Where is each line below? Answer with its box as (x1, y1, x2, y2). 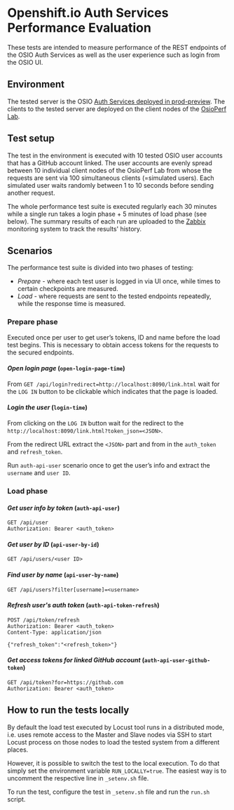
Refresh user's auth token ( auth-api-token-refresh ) (7, 601, 160, 610)
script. (7, 795, 26, 803)
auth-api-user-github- (144, 657, 211, 664)
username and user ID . (7, 469, 71, 477)
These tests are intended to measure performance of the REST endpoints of (7, 43, 226, 51)
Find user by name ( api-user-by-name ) (7, 571, 119, 579)
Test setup (7, 132, 55, 145)
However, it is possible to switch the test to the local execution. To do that (7, 759, 220, 767)
